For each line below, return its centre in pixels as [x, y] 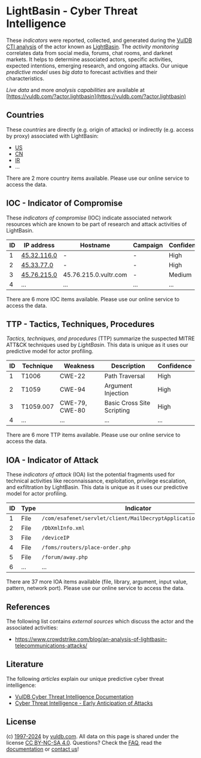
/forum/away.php [65, 557]
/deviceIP [56, 538]
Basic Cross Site [127, 403]
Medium [180, 274]
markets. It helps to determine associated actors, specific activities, [89, 59]
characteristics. [25, 78]
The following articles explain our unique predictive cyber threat [85, 678]
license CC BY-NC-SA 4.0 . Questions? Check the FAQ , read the [84, 742]
